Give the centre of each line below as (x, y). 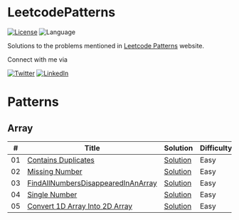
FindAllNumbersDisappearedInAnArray (92, 183)
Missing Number (55, 171)
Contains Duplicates (61, 160)
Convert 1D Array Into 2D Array (80, 206)
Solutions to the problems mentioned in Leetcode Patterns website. (106, 45)
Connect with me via (37, 59)
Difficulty (216, 148)
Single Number (52, 194)
